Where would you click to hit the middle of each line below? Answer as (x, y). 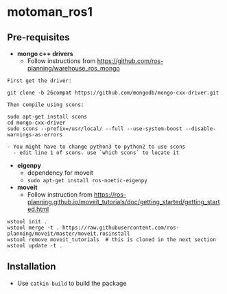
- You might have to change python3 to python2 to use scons (96, 147)
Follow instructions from (61, 61)
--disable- (200, 129)
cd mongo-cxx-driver (37, 123)
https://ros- (110, 195)
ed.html (38, 209)
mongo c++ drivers (45, 53)
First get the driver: (39, 81)
